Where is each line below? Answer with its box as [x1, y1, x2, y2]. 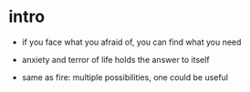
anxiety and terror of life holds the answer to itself [21, 54, 211, 65]
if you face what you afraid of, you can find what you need [21, 36, 242, 47]
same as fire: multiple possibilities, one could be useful [21, 71, 229, 83]
